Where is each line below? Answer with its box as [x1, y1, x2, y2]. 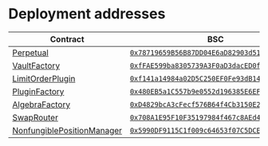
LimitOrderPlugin [12, 73, 76, 84]
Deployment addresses [8, 5, 166, 23]
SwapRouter [12, 112, 58, 123]
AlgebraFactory [12, 99, 70, 110]
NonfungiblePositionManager [12, 124, 122, 136]
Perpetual [12, 47, 49, 58]
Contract [49, 34, 85, 45]
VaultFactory [12, 60, 61, 71]
